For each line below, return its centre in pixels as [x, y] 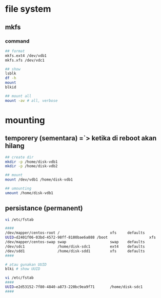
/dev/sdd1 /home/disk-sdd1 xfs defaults [75, 251]
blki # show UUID [23, 269]
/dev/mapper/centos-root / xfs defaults [75, 233]
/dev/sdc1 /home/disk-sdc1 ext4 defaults [75, 246]
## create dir [20, 157]
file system [28, 9]
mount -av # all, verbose [31, 101]
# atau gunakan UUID [26, 264]
